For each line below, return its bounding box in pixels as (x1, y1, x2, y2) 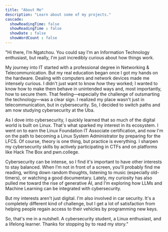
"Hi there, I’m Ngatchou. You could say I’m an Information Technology (5, 49, 150, 55)
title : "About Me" (5, 7, 44, 13)
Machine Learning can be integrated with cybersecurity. (5, 185, 122, 191)
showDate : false (10, 31, 46, 36)
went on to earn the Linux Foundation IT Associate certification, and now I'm (5, 127, 163, 133)
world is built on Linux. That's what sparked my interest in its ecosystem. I (5, 122, 158, 128)
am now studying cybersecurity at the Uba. (5, 107, 95, 113)
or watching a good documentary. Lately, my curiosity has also (22, 175, 152, 181)
